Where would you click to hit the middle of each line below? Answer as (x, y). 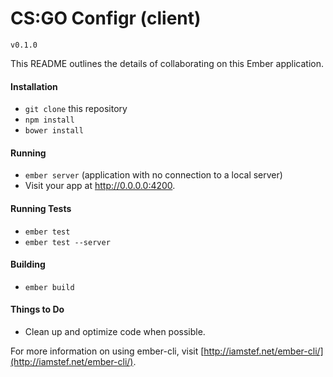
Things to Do (37, 309)
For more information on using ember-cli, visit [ (107, 351)
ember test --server (67, 242)
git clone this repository (76, 109)
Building (28, 264)
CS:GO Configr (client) (106, 18)
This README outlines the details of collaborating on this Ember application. (167, 63)
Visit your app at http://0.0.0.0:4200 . (100, 186)
